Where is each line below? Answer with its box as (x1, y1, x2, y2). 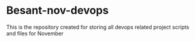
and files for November (6, 29, 64, 37)
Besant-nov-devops (6, 4, 109, 17)
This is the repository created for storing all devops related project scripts (6, 23, 190, 31)
